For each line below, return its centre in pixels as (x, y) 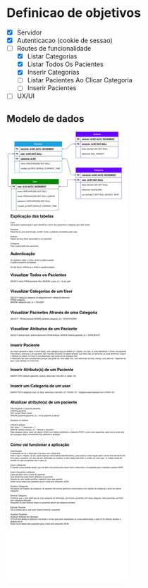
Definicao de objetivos (74, 13)
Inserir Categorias (53, 73)
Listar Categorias (52, 56)
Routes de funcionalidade (54, 49)
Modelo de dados (45, 119)
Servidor (29, 32)
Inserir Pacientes (52, 88)
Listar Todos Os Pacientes (65, 64)
